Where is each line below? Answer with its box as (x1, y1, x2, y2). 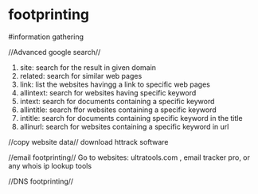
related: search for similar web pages (19, 71, 143, 80)
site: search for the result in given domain (19, 62, 157, 72)
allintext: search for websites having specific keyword (19, 87, 197, 97)
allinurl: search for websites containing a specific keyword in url (19, 122, 229, 131)
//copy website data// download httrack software (8, 137, 169, 146)
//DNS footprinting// (8, 177, 74, 186)
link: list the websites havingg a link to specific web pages (19, 80, 211, 89)
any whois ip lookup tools (8, 161, 92, 170)
